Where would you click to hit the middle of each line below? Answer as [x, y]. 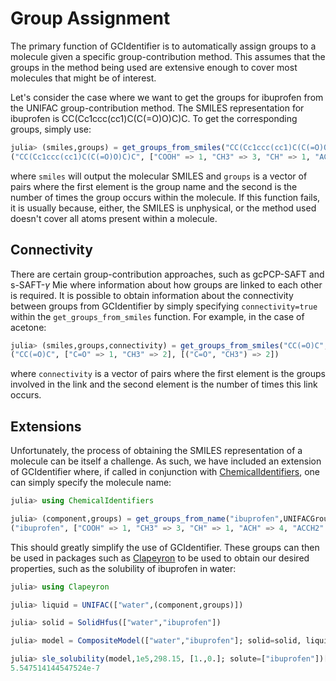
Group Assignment [90, 18]
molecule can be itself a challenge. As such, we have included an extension [166, 461]
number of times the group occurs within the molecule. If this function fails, [165, 197]
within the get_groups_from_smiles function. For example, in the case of [157, 316]
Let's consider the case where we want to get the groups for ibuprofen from [167, 97]
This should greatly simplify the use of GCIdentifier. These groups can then [165, 547]
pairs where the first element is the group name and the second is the [154, 186]
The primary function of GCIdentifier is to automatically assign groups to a [163, 46]
